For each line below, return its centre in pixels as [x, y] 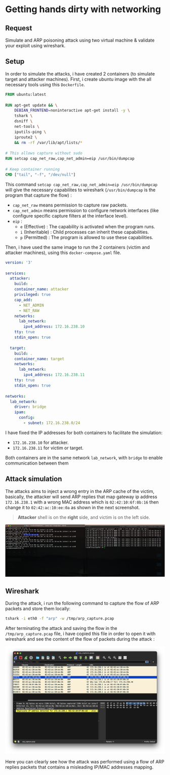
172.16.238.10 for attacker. [41, 442]
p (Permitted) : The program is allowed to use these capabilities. [87, 237]
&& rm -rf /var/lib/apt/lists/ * [48, 143]
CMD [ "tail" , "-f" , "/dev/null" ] [40, 174]
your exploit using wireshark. [35, 46]
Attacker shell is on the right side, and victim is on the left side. [84, 517]
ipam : [20, 412]
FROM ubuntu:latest [26, 94]
